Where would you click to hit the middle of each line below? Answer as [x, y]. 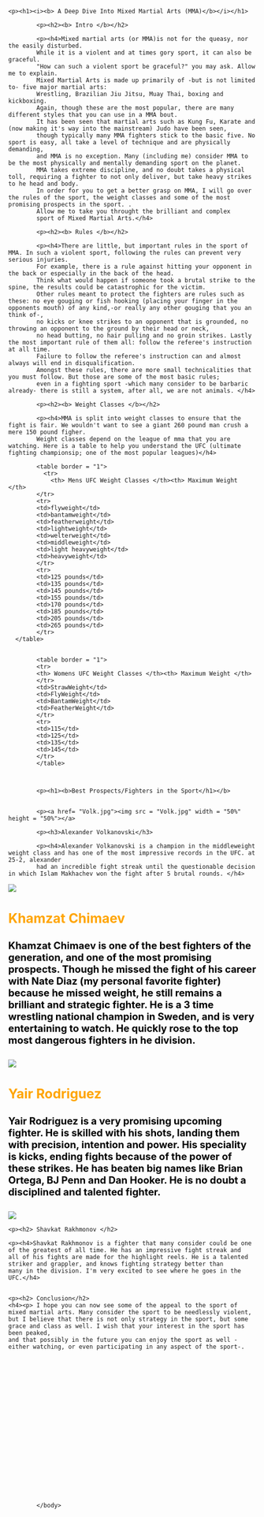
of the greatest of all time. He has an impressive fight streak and [125, 1250]
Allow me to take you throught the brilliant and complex [134, 211]
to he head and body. [44, 184]
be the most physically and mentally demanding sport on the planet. [125, 163]
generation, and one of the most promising [110, 958]
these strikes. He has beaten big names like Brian [126, 1168]
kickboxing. [28, 101]
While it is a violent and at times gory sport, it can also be [144, 53]
